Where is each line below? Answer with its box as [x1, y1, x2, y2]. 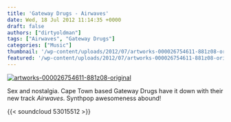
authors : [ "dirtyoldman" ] [7, 29, 81, 36]
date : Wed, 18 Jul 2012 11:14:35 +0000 [7, 16, 122, 23]
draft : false [7, 23, 45, 29]
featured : [7, 55, 36, 62]
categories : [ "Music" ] [7, 42, 72, 49]
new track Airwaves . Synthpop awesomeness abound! [7, 94, 162, 102]
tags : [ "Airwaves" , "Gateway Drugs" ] [7, 36, 115, 42]
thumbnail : [7, 49, 38, 56]
